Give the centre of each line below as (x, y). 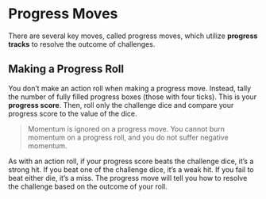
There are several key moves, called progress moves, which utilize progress (133, 36)
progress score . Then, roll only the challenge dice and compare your (121, 105)
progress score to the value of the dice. (73, 113)
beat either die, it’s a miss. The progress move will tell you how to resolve (128, 178)
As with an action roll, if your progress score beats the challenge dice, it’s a (131, 161)
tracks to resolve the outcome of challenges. (82, 44)
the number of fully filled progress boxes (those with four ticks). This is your (132, 97)
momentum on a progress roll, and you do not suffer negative (128, 137)
